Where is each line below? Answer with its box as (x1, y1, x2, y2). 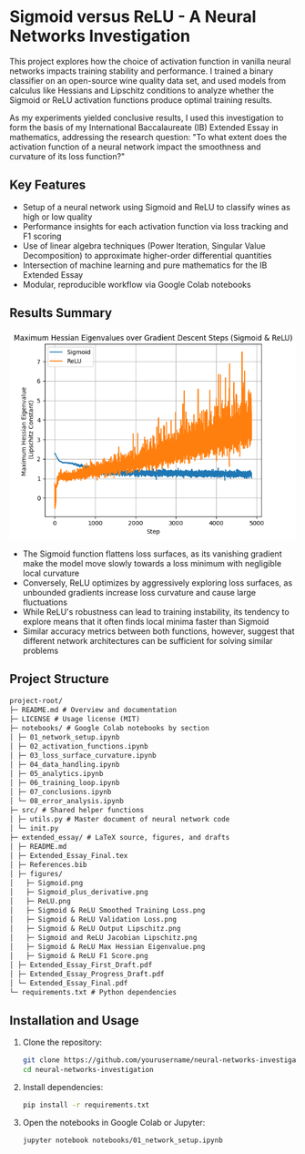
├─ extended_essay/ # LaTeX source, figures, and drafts (9, 833, 230, 843)
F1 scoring (22, 230, 62, 241)
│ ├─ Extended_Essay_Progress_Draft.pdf (9, 970, 166, 979)
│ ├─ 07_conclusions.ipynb (9, 788, 112, 797)
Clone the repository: (22, 1037, 103, 1048)
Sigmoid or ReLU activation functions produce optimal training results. (9, 94, 273, 106)
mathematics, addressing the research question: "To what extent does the (9, 131, 288, 142)
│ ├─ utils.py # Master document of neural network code (9, 815, 230, 824)
